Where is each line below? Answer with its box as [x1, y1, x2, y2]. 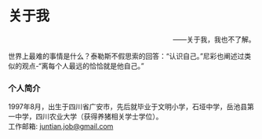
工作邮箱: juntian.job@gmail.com [8, 122, 114, 131]
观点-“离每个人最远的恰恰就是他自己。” [21, 60, 144, 71]
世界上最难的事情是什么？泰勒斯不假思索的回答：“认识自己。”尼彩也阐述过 [8, 51, 245, 60]
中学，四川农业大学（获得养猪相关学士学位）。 [14, 112, 163, 122]
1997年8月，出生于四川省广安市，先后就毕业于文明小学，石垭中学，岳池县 [8, 102, 248, 112]
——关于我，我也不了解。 [173, 35, 256, 44]
